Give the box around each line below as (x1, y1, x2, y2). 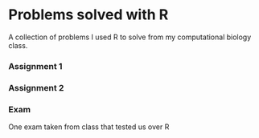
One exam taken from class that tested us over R (8, 122, 170, 132)
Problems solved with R (8, 6, 169, 24)
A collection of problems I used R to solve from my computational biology (8, 32, 252, 42)
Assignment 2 (8, 82, 64, 93)
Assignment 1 (8, 60, 63, 71)
